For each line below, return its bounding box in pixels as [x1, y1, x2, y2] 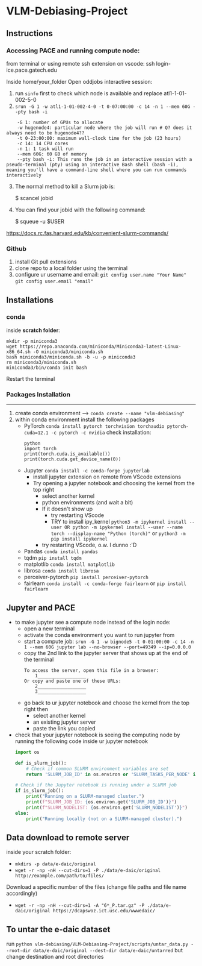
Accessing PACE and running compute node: [6, 46, 140, 55]
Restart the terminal [6, 375, 55, 382]
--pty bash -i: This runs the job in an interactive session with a [17, 156, 192, 162]
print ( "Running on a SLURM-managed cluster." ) [26, 794, 145, 800]
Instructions [6, 28, 53, 39]
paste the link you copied [32, 724, 96, 732]
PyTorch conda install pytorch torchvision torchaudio [23, 422, 165, 430]
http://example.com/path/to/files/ [14, 873, 105, 879]
